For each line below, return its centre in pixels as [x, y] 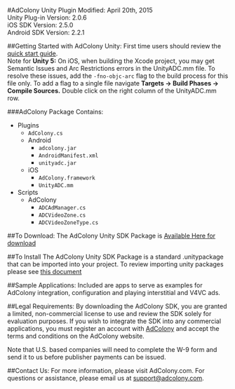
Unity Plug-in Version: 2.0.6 [47, 18]
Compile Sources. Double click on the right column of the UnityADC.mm [112, 91]
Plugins [28, 125]
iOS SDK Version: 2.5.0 [40, 25]
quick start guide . [33, 53]
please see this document [45, 272]
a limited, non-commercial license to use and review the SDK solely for [109, 314]
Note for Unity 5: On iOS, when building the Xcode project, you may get [111, 61]
